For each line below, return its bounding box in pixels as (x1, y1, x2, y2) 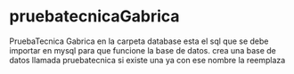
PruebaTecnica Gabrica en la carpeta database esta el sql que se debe (9, 36, 269, 46)
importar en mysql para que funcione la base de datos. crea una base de (9, 45, 276, 55)
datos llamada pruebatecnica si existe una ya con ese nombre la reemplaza (9, 54, 286, 65)
